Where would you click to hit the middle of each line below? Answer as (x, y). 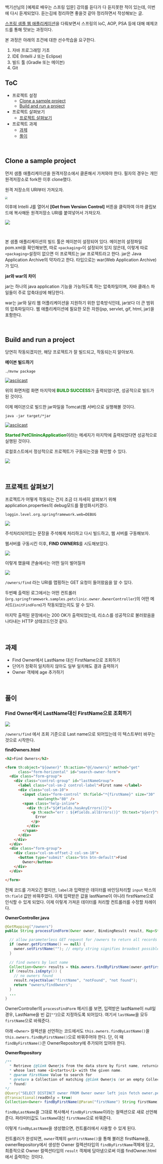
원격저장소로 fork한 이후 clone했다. (39, 179)
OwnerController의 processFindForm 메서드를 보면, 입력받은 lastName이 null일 (81, 1008)
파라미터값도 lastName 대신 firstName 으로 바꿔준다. (64, 1118)
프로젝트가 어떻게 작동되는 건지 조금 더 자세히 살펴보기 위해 (61, 499)
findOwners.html (23, 750)
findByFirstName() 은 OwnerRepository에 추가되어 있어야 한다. (65, 1043)
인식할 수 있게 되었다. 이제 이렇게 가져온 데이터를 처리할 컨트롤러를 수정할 (74, 902)
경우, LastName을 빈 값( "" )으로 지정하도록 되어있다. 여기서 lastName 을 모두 (77, 1014)
